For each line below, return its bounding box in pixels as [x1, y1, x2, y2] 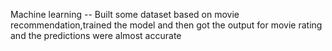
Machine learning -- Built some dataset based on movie [10, 9, 240, 20]
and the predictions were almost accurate [10, 30, 182, 41]
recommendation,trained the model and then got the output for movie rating [10, 19, 323, 31]
